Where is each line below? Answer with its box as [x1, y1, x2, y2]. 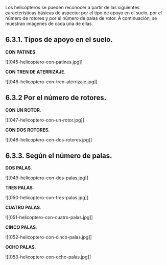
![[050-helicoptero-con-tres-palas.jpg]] [5, 195, 89, 201]
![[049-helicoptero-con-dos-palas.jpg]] [5, 175, 88, 181]
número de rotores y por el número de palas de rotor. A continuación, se [5, 15, 157, 21]
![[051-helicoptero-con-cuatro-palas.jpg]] [5, 214, 93, 221]
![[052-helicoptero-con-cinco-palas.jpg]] [5, 234, 92, 240]
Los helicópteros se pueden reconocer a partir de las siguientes [5, 5, 140, 10]
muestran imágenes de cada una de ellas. [5, 20, 93, 27]
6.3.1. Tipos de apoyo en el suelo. [5, 35, 113, 44]
